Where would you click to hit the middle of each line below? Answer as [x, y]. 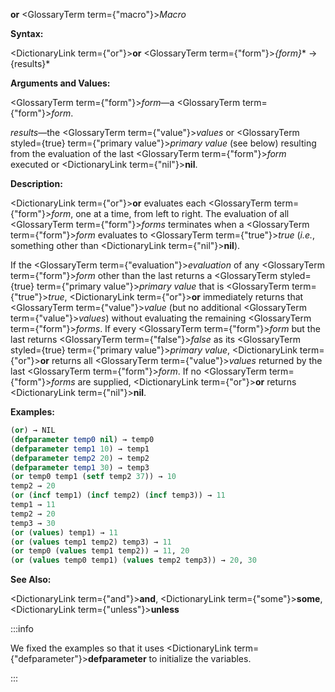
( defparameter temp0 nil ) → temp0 [82, 439]
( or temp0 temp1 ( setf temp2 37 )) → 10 [93, 477]
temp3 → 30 [33, 523]
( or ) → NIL [33, 430]
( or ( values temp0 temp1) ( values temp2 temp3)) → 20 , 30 [133, 560]
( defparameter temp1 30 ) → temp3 [80, 467]
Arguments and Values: [60, 83]
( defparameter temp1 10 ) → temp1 [80, 449]
